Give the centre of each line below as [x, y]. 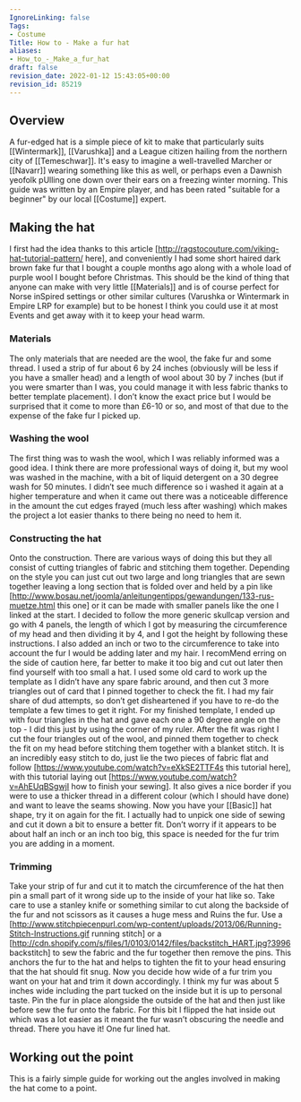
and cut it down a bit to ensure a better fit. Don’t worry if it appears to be [143, 824]
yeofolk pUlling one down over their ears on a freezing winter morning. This [149, 180]
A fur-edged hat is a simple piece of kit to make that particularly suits [137, 142]
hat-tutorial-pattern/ [46, 258]
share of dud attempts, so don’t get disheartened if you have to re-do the [144, 701]
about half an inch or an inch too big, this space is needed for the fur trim [144, 834]
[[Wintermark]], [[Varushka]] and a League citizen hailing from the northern [148, 151]
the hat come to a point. [53, 1089]
